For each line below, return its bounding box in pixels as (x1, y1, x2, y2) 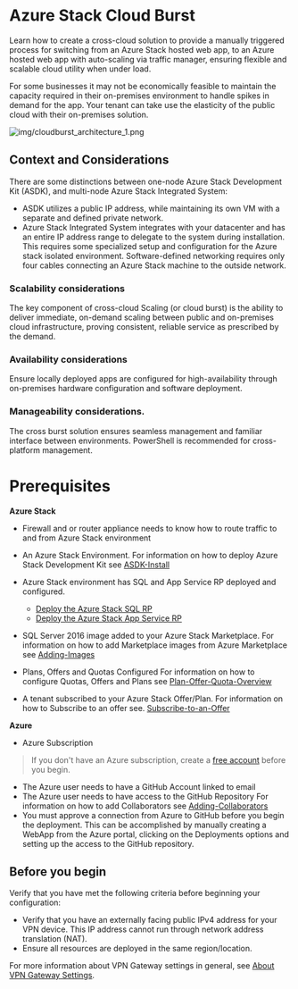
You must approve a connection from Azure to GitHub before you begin (21, 809, 285, 820)
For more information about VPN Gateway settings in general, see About (9, 960, 275, 971)
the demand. (9, 331, 56, 342)
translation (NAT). (21, 934, 87, 944)
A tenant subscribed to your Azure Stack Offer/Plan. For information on (21, 693, 284, 704)
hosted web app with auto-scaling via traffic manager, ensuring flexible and (9, 54, 287, 64)
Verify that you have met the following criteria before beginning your (9, 888, 261, 899)
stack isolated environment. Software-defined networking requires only (21, 250, 286, 261)
